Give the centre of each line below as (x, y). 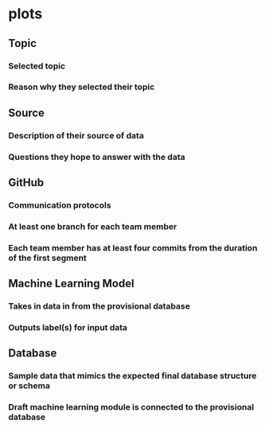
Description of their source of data (76, 135)
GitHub (26, 183)
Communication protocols (60, 205)
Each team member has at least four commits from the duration (133, 247)
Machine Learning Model (71, 284)
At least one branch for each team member (93, 226)
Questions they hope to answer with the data (97, 157)
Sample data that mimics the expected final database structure (132, 376)
